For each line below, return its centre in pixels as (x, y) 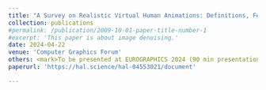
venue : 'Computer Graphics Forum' (65, 52)
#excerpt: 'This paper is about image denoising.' (93, 37)
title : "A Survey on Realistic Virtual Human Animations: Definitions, (129, 15)
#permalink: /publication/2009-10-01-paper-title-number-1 (108, 30)
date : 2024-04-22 (37, 45)
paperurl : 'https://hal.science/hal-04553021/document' (102, 67)
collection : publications (51, 23)
